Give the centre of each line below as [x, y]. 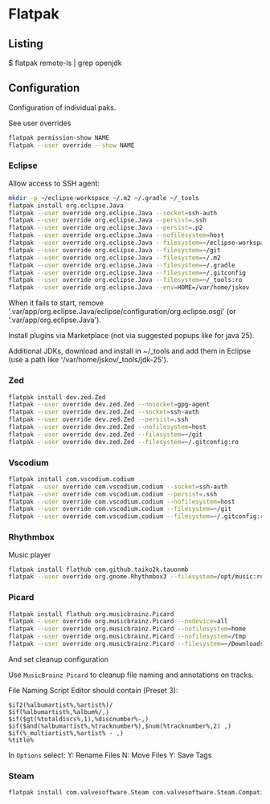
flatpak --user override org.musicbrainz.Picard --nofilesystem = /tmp [127, 637]
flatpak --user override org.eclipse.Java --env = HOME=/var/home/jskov [129, 288]
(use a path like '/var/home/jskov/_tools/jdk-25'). [88, 360]
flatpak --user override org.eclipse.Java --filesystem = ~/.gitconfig [127, 273]
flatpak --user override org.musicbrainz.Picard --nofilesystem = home [127, 629]
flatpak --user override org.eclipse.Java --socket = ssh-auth [113, 213]
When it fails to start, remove [56, 303]
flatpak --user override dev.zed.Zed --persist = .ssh [98, 420]
